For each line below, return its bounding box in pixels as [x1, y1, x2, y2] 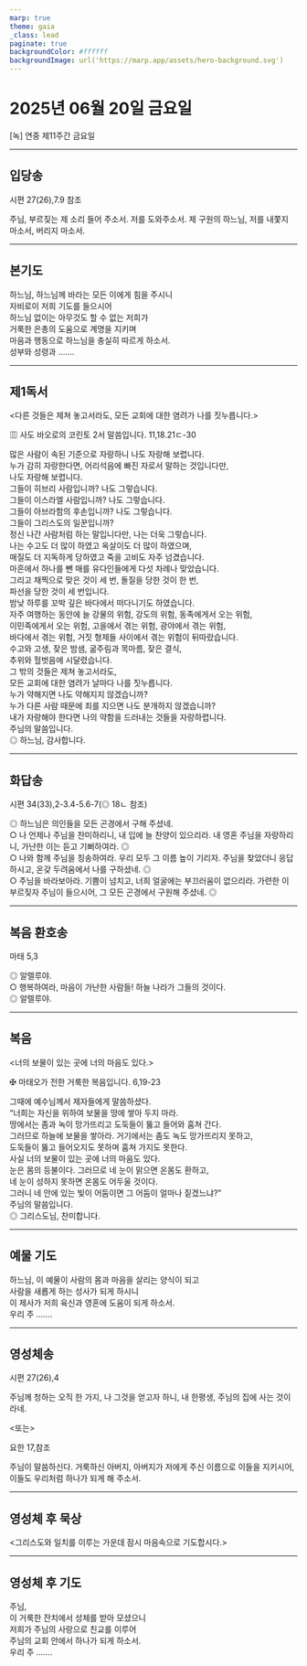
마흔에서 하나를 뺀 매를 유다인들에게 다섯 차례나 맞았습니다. [9, 564, 219, 575]
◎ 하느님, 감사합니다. [9, 735, 86, 746]
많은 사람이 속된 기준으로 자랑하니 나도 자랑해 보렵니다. [9, 449, 205, 460]
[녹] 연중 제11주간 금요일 [9, 130, 96, 141]
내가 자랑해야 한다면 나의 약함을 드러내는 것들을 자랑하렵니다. [9, 712, 227, 723]
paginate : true [9, 38, 68, 48]
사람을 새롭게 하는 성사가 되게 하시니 [9, 1285, 139, 1296]
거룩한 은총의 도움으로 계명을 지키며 [9, 323, 137, 334]
